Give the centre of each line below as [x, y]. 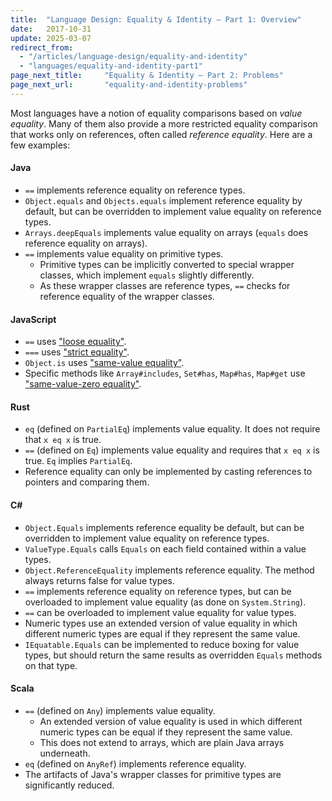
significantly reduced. [69, 785]
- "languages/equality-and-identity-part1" [111, 66]
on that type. [51, 665]
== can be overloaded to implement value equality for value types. [160, 612]
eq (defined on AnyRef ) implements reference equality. [135, 763]
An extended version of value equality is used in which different [171, 721]
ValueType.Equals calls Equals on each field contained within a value [165, 548]
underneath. [65, 753]
